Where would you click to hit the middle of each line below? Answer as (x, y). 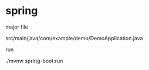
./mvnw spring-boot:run (34, 61)
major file (17, 27)
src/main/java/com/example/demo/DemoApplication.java (74, 38)
